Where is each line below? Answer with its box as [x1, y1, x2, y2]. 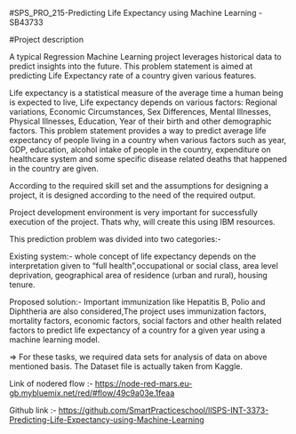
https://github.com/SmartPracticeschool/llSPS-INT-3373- [58, 405, 269, 415]
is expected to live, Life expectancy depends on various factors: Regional [9, 97, 277, 108]
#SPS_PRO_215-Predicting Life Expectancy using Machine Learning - [9, 8, 263, 18]
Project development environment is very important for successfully [9, 207, 258, 217]
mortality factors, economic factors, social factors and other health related [9, 316, 282, 325]
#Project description [9, 35, 84, 44]
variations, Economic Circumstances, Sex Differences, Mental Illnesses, [9, 107, 271, 117]
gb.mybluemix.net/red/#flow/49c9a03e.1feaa [9, 388, 175, 398]
